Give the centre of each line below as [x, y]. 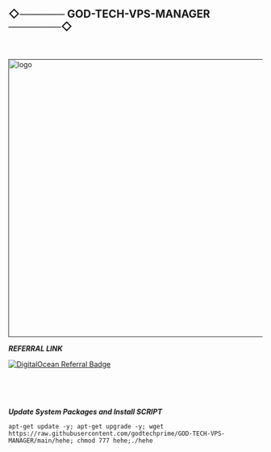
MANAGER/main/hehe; [41, 441]
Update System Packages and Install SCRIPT [85, 412]
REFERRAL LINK [35, 349]
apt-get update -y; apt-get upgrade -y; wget [86, 426]
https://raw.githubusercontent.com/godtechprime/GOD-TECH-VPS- [117, 433]
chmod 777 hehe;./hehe [115, 441]
